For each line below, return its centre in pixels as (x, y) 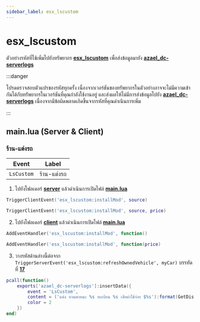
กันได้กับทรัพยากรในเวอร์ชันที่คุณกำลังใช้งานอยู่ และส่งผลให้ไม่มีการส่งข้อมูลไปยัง (84, 94)
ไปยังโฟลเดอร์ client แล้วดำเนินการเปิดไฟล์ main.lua (70, 222)
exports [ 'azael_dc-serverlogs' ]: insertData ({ (74, 286)
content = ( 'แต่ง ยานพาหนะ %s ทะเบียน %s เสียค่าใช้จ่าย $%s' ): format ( (103, 297)
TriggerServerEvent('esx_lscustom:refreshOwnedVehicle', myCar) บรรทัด (104, 262)
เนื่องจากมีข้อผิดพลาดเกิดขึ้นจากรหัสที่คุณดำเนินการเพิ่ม (88, 101)
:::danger (17, 76)
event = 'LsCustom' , (53, 292)
